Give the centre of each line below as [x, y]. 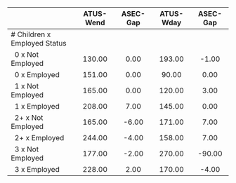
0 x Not [27, 54]
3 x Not [27, 149]
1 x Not [27, 86]
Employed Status [39, 43]
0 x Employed [37, 75]
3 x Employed [37, 169]
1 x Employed [37, 106]
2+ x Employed [39, 138]
